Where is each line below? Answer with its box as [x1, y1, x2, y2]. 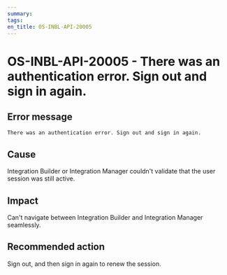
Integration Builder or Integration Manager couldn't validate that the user [7, 167, 216, 176]
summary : [7, 10, 33, 17]
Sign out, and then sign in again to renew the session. [7, 260, 162, 268]
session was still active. [7, 174, 75, 183]
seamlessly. [7, 221, 41, 229]
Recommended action [7, 241, 105, 253]
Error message [7, 111, 73, 122]
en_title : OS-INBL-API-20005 [7, 23, 92, 30]
